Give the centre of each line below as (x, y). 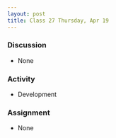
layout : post (27, 14)
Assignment (29, 113)
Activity (21, 79)
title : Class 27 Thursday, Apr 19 (58, 21)
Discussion (27, 45)
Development (37, 94)
